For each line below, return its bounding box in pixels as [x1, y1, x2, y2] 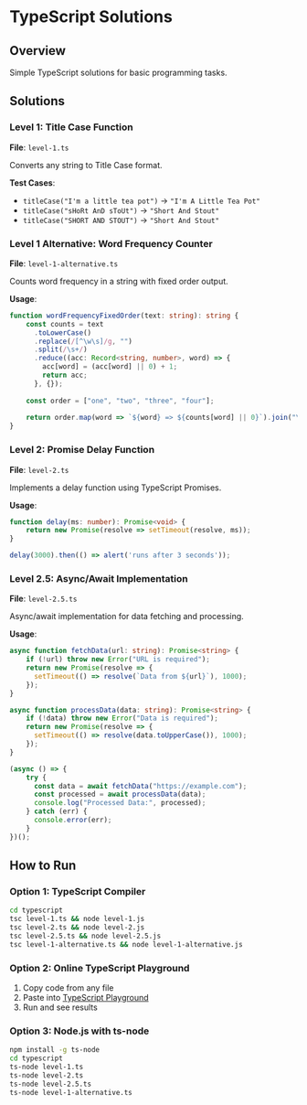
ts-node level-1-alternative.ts [9, 1088, 132, 1097]
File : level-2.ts [9, 464, 69, 475]
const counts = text [26, 319, 104, 328]
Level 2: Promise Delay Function [9, 444, 155, 456]
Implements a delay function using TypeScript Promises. [9, 482, 222, 493]
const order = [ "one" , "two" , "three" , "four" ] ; [26, 396, 215, 405]
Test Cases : [9, 177, 56, 188]
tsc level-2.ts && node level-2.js [9, 923, 145, 932]
